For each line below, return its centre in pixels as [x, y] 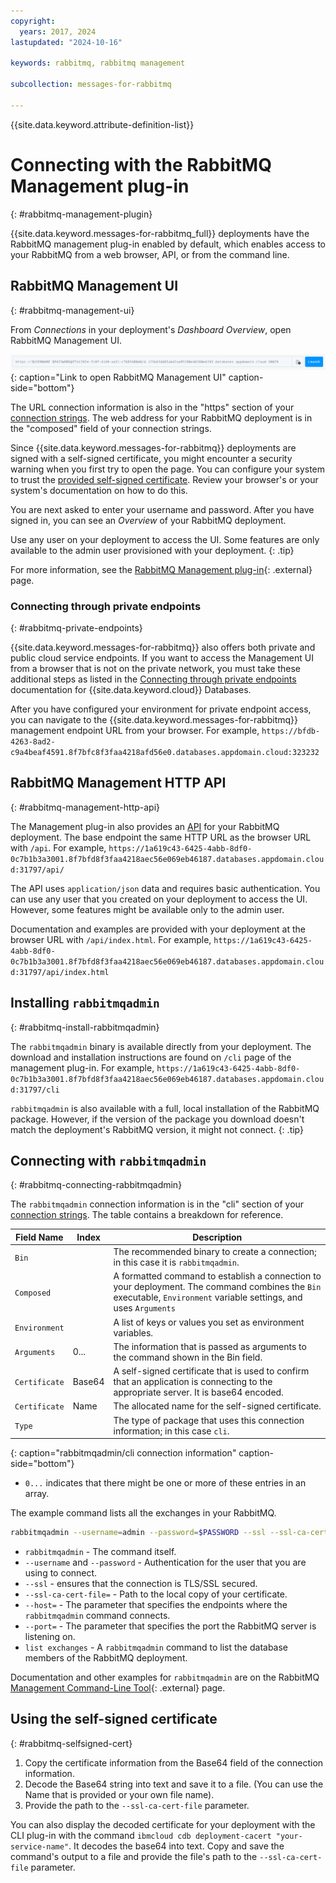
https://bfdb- [291, 731]
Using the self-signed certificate [114, 1719]
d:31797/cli [35, 1090]
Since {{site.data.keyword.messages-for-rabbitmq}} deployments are [153, 447]
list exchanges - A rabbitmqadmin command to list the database [156, 1647]
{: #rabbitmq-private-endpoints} [76, 627]
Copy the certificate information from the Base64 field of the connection [174, 1762]
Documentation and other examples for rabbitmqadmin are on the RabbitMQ [165, 1677]
